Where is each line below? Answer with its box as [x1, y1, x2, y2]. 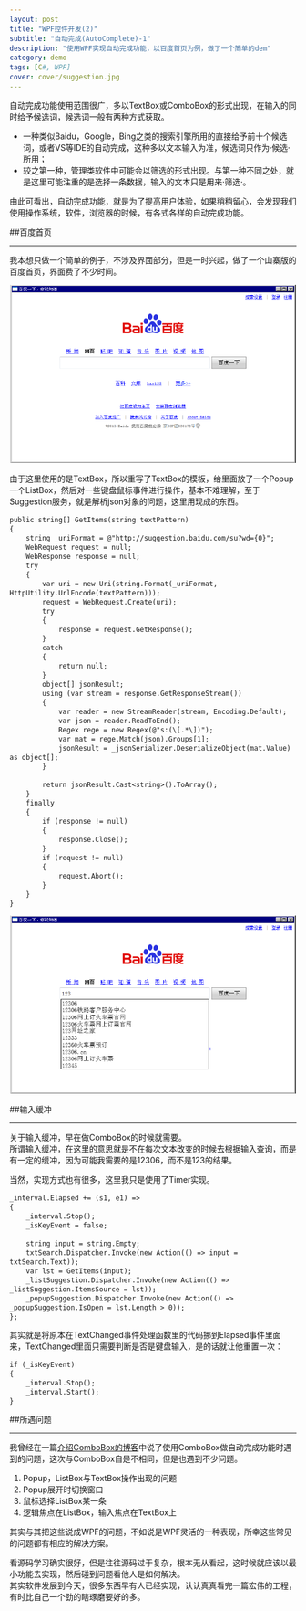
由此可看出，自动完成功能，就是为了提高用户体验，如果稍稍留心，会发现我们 [9, 195, 297, 206]
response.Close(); [57, 836, 128, 845]
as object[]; [9, 753, 59, 763]
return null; [57, 662, 107, 671]
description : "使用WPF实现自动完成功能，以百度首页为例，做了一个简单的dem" [9, 44, 271, 53]
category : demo [9, 53, 67, 63]
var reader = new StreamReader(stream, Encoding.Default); [57, 708, 287, 717]
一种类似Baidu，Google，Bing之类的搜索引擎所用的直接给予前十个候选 [22, 131, 288, 142]
